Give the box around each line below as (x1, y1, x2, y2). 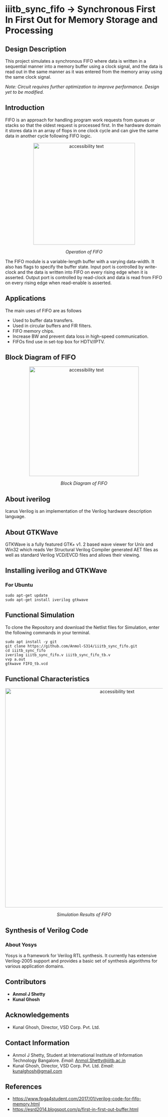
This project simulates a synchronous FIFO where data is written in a (5, 58, 146, 64)
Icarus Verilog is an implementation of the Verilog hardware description (5, 508, 152, 514)
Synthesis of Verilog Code (5, 926, 88, 935)
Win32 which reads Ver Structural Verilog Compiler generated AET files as (5, 547, 158, 553)
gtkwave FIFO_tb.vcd (5, 661, 48, 666)
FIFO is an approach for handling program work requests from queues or (5, 117, 155, 123)
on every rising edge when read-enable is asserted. (5, 280, 112, 286)
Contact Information (5, 1039, 70, 1047)
